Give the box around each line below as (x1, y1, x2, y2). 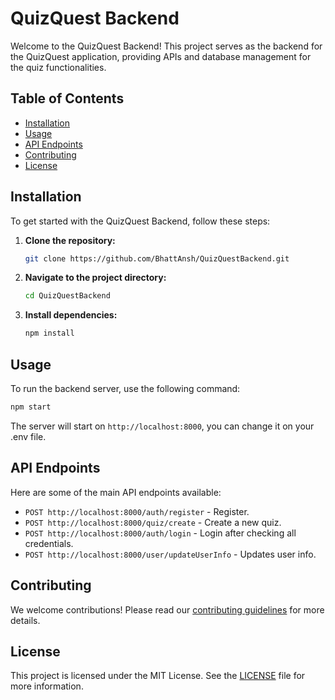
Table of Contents (10, 90, 125, 107)
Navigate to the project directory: (24, 272, 167, 284)
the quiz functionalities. (10, 61, 107, 73)
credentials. (24, 537, 74, 549)
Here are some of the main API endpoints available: (10, 486, 222, 498)
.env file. (10, 430, 47, 442)
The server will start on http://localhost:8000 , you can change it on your (10, 420, 315, 432)
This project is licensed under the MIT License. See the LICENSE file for (10, 670, 306, 682)
